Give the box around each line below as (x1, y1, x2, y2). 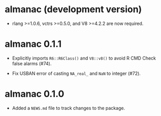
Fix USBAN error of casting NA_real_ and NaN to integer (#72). (12, 70, 141, 76)
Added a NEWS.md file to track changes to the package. (12, 105, 125, 111)
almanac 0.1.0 (5, 88, 65, 100)
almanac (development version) (5, 4, 142, 15)
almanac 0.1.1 (5, 38, 62, 50)
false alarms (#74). (12, 60, 52, 67)
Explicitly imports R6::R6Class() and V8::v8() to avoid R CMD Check (12, 55, 156, 61)
